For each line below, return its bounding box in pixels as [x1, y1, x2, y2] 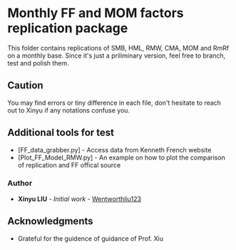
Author [7, 178, 33, 188]
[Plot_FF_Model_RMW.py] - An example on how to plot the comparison [17, 153, 226, 162]
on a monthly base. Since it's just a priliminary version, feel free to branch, [7, 51, 226, 60]
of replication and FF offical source [17, 160, 121, 169]
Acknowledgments [7, 215, 94, 227]
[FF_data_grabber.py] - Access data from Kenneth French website [17, 145, 212, 154]
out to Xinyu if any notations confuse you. [7, 105, 130, 115]
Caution [7, 80, 44, 92]
